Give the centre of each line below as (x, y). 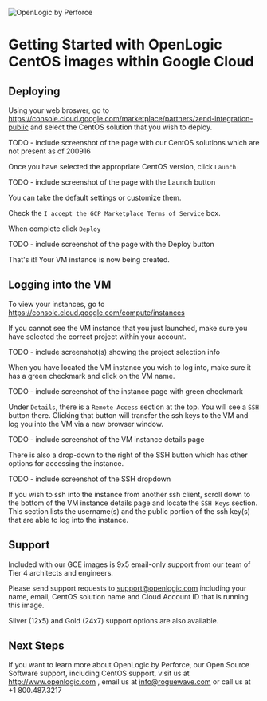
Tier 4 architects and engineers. (61, 572)
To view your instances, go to (57, 304)
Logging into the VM (60, 285)
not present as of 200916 (50, 151)
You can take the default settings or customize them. (95, 197)
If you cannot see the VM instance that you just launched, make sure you (128, 328)
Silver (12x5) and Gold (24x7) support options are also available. (114, 620)
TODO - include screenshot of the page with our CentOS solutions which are (134, 143)
